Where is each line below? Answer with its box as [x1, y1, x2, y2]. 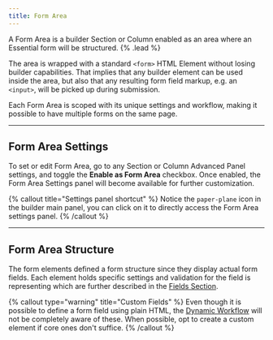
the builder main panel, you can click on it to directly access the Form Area [8, 203, 259, 213]
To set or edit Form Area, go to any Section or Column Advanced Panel [8, 161, 246, 171]
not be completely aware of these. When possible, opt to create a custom [8, 314, 254, 325]
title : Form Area [8, 11, 67, 20]
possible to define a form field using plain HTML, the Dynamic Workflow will [8, 306, 262, 316]
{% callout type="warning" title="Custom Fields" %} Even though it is [8, 297, 242, 307]
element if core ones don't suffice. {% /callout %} [8, 323, 175, 333]
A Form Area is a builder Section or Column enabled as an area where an [8, 34, 252, 44]
